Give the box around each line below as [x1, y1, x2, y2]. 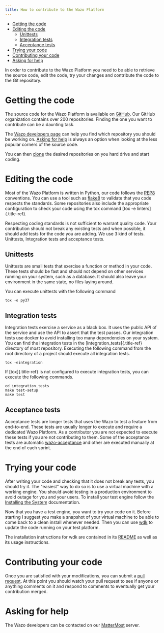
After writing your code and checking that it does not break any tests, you [5, 478, 154, 484]
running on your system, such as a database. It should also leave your [5, 274, 147, 280]
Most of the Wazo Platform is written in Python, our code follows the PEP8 [5, 190, 155, 196]
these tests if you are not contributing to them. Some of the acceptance [5, 434, 150, 440]
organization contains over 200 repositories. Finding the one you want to [5, 116, 152, 122]
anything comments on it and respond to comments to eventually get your [5, 583, 155, 589]
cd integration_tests [5, 384, 50, 389]
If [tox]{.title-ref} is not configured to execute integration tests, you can [5, 369, 149, 375]
